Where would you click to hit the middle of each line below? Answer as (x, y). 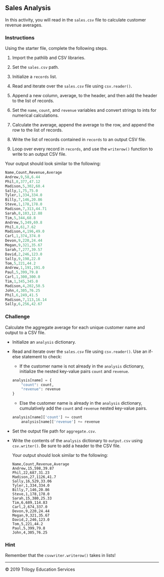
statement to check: (42, 356)
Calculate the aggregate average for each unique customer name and (75, 327)
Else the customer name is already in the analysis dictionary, (81, 403)
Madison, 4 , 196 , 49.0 (25, 231)
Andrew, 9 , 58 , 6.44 (23, 177)
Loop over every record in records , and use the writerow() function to (82, 149)
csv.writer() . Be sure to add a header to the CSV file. (66, 446)
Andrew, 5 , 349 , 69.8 (24, 222)
